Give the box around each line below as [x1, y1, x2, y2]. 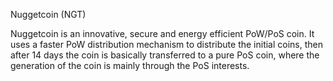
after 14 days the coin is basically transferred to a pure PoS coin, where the [10, 49, 320, 61]
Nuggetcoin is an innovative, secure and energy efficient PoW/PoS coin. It [10, 28, 315, 39]
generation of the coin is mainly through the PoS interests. [10, 60, 250, 71]
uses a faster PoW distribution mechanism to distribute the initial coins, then [10, 39, 324, 50]
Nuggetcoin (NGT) [10, 9, 87, 20]
